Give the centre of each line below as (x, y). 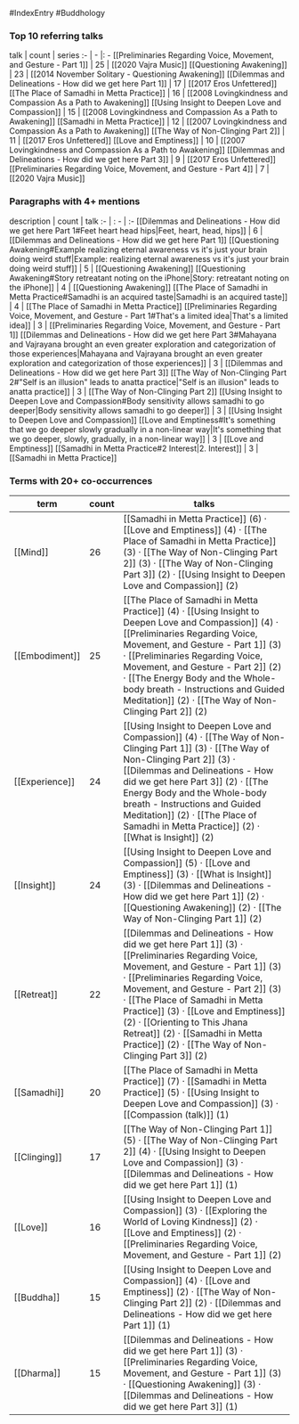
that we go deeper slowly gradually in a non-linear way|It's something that (145, 429)
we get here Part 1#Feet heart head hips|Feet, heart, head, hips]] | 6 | (136, 230)
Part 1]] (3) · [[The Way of (214, 748)
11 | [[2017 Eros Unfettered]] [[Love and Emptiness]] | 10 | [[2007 (127, 141)
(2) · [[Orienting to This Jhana (186, 1022)
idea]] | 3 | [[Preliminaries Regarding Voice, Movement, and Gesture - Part (145, 325)
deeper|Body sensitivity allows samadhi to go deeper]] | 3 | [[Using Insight (146, 410)
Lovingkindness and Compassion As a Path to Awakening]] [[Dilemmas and (147, 150)
